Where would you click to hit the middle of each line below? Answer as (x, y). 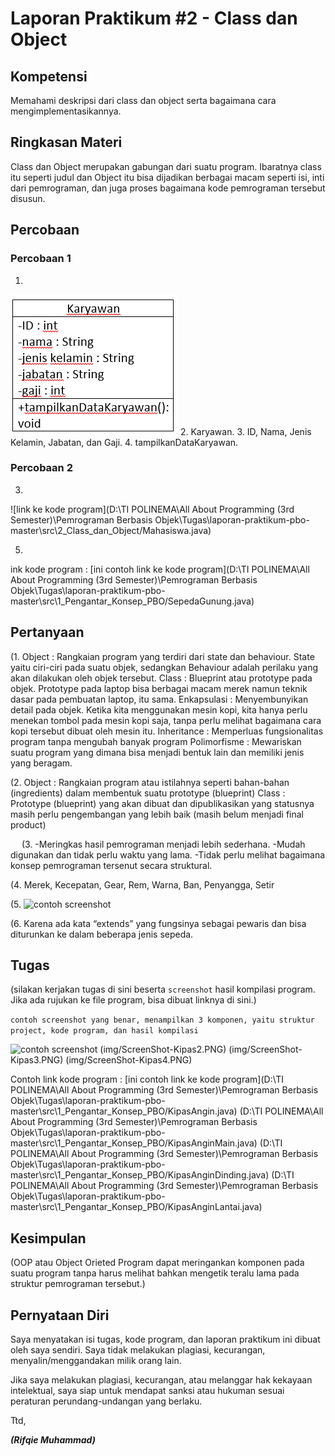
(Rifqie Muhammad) (53, 1440)
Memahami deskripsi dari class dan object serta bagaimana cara (143, 100)
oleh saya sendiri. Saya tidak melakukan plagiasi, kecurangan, (138, 1350)
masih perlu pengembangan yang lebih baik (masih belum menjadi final (157, 814)
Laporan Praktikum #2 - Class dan (154, 18)
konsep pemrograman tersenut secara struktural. (111, 865)
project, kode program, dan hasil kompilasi (104, 1031)
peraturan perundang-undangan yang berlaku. (106, 1401)
